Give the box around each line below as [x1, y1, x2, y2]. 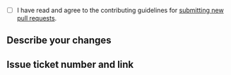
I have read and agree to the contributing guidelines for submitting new [16, 6, 224, 14]
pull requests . [16, 14, 57, 23]
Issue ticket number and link [6, 58, 134, 70]
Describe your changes [6, 35, 112, 47]
